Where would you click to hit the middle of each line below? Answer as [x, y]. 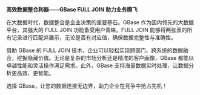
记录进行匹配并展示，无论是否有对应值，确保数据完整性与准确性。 [94, 38]
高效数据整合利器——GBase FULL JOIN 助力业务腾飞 [72, 9]
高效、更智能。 [35, 73]
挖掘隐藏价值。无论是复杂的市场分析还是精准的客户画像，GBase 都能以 [105, 58]
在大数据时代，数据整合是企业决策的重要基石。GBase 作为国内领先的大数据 [100, 22]
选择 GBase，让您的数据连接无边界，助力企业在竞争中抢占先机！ [87, 86]
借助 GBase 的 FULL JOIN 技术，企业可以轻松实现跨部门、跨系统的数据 [95, 50]
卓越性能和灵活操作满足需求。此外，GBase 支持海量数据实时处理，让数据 [98, 65]
